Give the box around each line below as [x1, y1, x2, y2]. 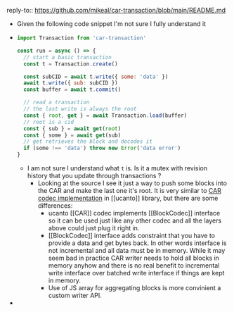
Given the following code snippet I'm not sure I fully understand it [16, 20, 207, 27]
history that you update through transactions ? [27, 172, 162, 180]
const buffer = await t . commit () [23, 86, 122, 94]
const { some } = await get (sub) [23, 132, 122, 139]
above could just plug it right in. [48, 224, 140, 232]
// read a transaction [23, 99, 90, 106]
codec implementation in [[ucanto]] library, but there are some [37, 194, 219, 202]
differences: [37, 201, 73, 210]
